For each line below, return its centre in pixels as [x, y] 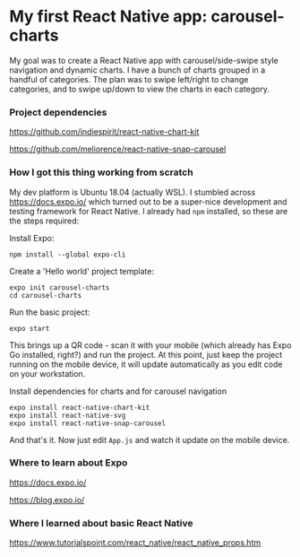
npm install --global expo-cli [68, 254]
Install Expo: [32, 238]
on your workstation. [47, 373]
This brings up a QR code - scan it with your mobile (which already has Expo [150, 345]
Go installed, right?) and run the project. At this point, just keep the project [146, 354]
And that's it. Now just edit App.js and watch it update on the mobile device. [150, 440]
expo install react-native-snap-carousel [88, 423]
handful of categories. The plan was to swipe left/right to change [129, 79]
